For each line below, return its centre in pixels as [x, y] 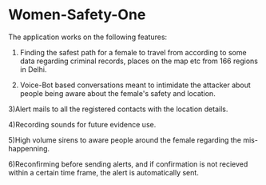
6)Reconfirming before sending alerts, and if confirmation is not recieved [128, 164]
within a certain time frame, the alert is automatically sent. [104, 172]
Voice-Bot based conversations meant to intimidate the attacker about [135, 85]
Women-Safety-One [77, 15]
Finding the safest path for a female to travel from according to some [133, 52]
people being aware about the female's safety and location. [117, 93]
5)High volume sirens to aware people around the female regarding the [125, 140]
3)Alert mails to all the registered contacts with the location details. [118, 109]
